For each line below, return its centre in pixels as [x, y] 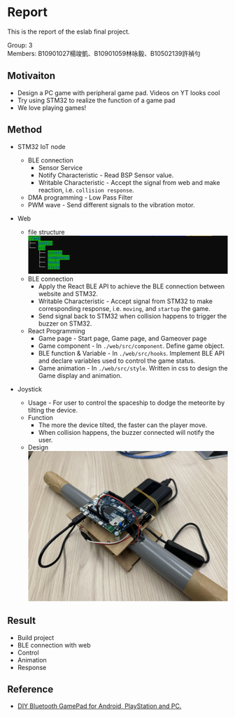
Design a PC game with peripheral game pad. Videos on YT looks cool [119, 92]
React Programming [56, 331]
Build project [36, 637]
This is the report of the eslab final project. [69, 32]
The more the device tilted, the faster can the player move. [123, 425]
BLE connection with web [54, 645]
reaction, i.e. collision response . [86, 190]
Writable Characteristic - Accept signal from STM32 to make [126, 301]
